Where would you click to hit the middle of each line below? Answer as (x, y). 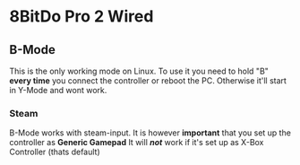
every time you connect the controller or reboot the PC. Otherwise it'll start (148, 81)
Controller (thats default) (55, 152)
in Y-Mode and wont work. (58, 90)
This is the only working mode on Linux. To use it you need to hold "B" (139, 71)
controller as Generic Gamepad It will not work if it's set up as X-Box (137, 143)
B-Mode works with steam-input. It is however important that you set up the (150, 133)
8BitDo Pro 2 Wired (81, 17)
